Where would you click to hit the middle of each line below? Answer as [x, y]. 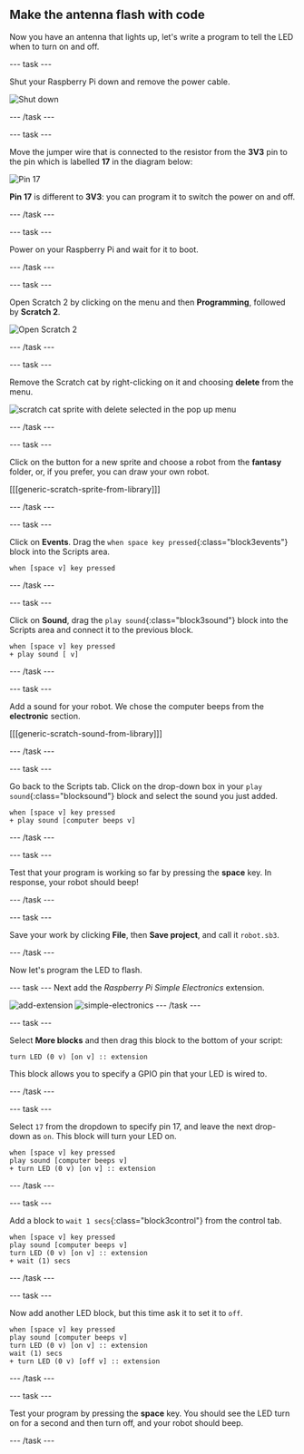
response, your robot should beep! [74, 882]
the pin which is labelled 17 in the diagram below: [101, 161]
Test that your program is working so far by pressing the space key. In [141, 872]
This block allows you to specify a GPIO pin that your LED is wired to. [138, 1073]
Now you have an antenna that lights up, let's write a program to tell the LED [152, 36]
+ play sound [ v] [44, 654]
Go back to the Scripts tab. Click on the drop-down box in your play [136, 786]
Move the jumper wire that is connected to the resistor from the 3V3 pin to [148, 151]
